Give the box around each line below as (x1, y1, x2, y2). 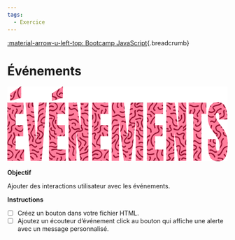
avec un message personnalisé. (17, 224, 109, 233)
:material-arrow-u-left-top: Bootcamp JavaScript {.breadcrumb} (7, 38, 190, 47)
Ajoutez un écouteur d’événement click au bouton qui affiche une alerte (17, 216, 224, 225)
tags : (7, 11, 23, 18)
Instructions (7, 195, 44, 204)
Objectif (7, 168, 31, 177)
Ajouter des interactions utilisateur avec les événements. (7, 181, 171, 190)
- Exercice (13, 18, 45, 26)
